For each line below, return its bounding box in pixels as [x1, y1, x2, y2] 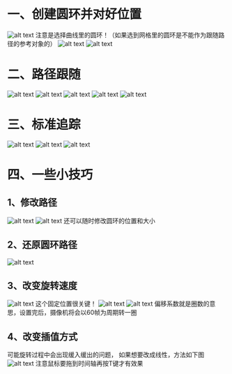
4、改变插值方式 [7, 331, 78, 343]
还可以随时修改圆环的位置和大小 [63, 216, 155, 225]
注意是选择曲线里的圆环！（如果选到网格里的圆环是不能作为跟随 [35, 31, 219, 39]
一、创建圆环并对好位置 [7, 6, 142, 22]
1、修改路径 [7, 197, 58, 209]
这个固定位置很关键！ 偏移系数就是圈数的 [35, 299, 210, 308]
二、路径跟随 [7, 67, 82, 82]
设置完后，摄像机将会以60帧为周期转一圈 [19, 308, 137, 317]
